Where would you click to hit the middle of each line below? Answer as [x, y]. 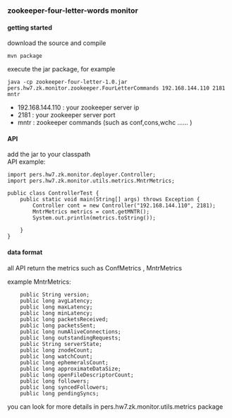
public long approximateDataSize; [71, 369]
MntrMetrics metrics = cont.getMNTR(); [91, 212]
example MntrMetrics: [39, 282]
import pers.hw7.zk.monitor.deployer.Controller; [82, 175]
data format [25, 252]
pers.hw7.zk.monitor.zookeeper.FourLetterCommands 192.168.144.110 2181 [116, 88]
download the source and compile [57, 43]
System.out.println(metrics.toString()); [94, 218]
